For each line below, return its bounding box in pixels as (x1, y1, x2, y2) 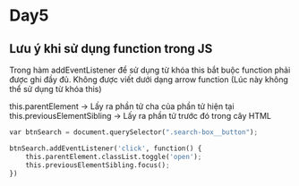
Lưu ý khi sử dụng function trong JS (9, 41, 213, 56)
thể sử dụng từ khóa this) (9, 84, 102, 94)
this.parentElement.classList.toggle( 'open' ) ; (25, 152, 202, 161)
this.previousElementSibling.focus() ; (25, 160, 170, 170)
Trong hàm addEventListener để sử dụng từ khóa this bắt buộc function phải (9, 64, 291, 75)
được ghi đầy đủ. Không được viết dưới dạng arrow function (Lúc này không (9, 74, 289, 85)
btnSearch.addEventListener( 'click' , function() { (9, 144, 202, 153)
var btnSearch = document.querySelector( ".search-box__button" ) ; (9, 128, 258, 137)
